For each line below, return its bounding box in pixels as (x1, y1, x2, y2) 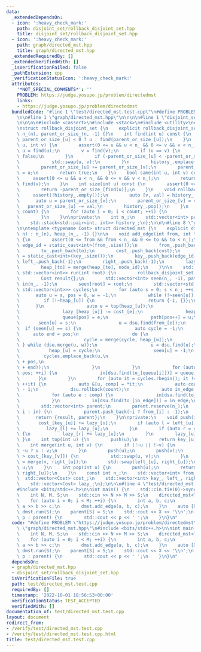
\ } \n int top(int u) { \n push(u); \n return (17, 437, 175, 443)
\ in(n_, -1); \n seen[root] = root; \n (17, 281, 133, 287)
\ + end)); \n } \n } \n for (17, 364, 181, 371)
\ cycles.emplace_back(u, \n (17, 353, 109, 359)
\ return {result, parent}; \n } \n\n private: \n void (17, 414, 178, 420)
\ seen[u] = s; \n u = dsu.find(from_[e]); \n (17, 320, 186, 326)
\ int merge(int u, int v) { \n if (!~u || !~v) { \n (17, 442, 175, 448)
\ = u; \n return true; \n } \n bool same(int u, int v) (17, 170, 188, 176)
